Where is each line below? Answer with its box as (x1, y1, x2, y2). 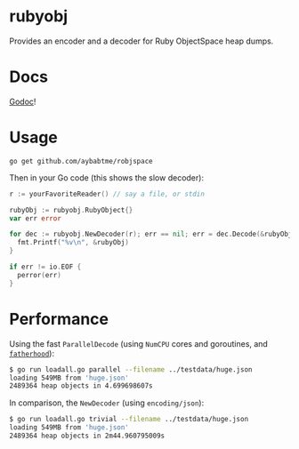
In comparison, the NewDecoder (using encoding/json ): (9, 397, 205, 408)
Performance (9, 309, 109, 329)
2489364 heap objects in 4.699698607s (9, 381, 153, 390)
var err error (9, 213, 62, 223)
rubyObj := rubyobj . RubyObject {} (9, 205, 133, 214)
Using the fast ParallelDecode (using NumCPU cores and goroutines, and (9, 338, 269, 349)
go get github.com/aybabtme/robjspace (9, 156, 153, 165)
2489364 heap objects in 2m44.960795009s (9, 431, 166, 440)
